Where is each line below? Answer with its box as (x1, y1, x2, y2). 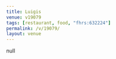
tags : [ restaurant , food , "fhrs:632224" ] (6, 20, 111, 26)
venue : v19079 (6, 14, 42, 20)
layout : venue (6, 31, 42, 37)
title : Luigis (6, 8, 42, 15)
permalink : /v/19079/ (6, 25, 60, 32)
